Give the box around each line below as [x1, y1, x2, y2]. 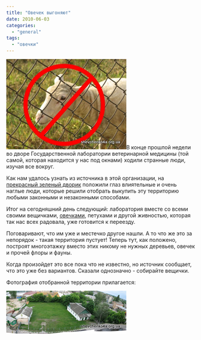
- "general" [11, 29, 42, 35]
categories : [6, 22, 36, 28]
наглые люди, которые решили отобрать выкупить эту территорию [6, 187, 179, 194]
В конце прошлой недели [126, 144, 191, 150]
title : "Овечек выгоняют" [6, 10, 71, 16]
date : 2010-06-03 [6, 16, 50, 22]
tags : [6, 35, 20, 42]
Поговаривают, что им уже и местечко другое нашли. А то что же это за [6, 230, 193, 237]
